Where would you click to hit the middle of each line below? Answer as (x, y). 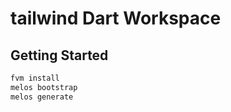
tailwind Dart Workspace (116, 18)
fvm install (35, 78)
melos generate (42, 97)
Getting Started (59, 55)
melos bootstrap (44, 87)
